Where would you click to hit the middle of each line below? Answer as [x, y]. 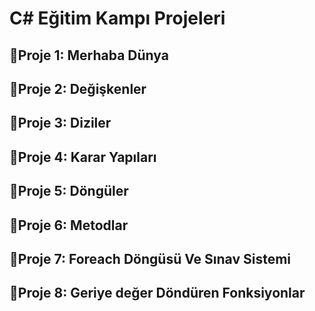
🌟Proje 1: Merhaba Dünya [89, 55]
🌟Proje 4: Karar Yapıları [83, 157]
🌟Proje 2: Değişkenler [78, 88]
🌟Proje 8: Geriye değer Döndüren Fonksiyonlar [157, 293]
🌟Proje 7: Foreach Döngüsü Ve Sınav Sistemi [150, 258]
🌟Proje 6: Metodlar [69, 225]
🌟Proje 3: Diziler [60, 123]
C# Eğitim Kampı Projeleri [117, 18]
